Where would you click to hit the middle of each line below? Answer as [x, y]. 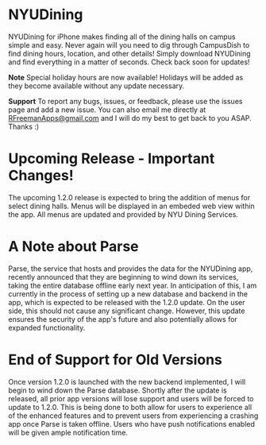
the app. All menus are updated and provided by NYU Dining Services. [123, 214]
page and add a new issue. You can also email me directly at [107, 110]
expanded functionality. [47, 327]
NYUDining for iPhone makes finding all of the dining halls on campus [122, 37]
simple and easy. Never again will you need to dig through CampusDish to [129, 44]
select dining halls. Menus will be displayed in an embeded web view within [132, 206]
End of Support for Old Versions [115, 360]
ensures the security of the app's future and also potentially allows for [123, 319]
